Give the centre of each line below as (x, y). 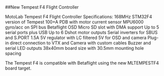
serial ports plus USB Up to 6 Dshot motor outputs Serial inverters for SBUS (82, 32)
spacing (13, 53)
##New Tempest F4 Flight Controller (42, 7)
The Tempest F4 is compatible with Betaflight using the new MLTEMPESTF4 (82, 63)
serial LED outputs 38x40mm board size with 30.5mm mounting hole (74, 48)
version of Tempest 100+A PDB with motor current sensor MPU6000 (74, 22)
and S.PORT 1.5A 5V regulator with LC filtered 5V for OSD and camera (76, 38)
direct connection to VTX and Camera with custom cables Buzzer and (80, 43)
